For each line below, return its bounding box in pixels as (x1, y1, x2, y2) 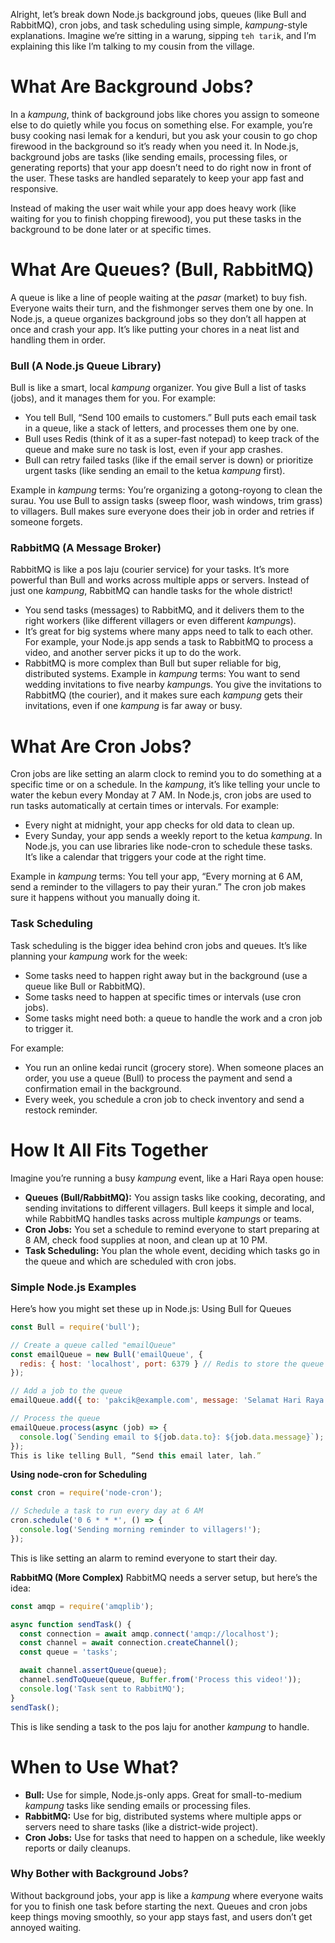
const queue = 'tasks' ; (19, 1647, 118, 1658)
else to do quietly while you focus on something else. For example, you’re (10, 119, 313, 131)
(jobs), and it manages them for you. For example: (10, 392, 217, 404)
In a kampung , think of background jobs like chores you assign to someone (10, 108, 320, 120)
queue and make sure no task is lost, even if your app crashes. (24, 444, 283, 456)
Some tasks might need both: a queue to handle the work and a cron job (24, 1012, 323, 1024)
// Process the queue (10, 1414, 101, 1424)
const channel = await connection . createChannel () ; (19, 1638, 240, 1648)
